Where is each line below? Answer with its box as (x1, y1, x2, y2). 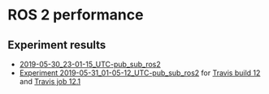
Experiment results (7, 38, 106, 52)
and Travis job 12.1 (19, 77, 81, 86)
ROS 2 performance (7, 6, 144, 24)
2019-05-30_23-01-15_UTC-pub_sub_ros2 (19, 59, 162, 69)
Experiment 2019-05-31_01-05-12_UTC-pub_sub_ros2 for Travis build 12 (19, 68, 261, 78)
